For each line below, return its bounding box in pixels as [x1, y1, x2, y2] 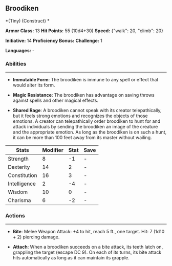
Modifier [42, 147, 64, 154]
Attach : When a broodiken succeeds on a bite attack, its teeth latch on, [12, 244, 163, 250]
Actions [5, 212, 26, 219]
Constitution [8, 172, 37, 179]
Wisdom [8, 189, 28, 196]
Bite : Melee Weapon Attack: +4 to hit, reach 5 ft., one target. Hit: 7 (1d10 [12, 229, 165, 235]
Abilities [5, 60, 27, 67]
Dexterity [8, 164, 30, 171]
